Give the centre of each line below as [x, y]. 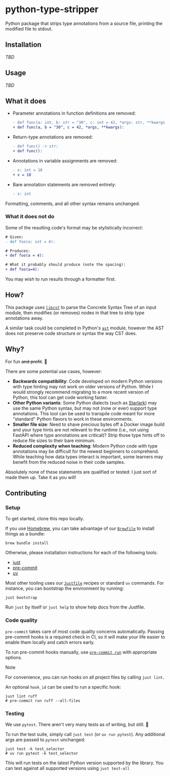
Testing [15, 713]
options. [14, 657]
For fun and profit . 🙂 [26, 361]
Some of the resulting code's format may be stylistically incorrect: [74, 227]
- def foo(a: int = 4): [30, 242]
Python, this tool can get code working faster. [60, 397]
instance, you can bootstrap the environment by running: [65, 588]
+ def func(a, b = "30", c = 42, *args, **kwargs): [68, 127]
